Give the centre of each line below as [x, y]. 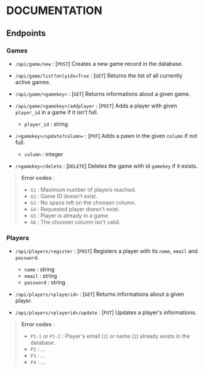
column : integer [44, 154]
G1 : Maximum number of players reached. [83, 189]
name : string [39, 270]
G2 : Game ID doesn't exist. [64, 196]
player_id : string [46, 124]
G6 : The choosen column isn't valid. [75, 222]
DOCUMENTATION [54, 11]
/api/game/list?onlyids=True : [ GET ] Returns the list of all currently [99, 75]
